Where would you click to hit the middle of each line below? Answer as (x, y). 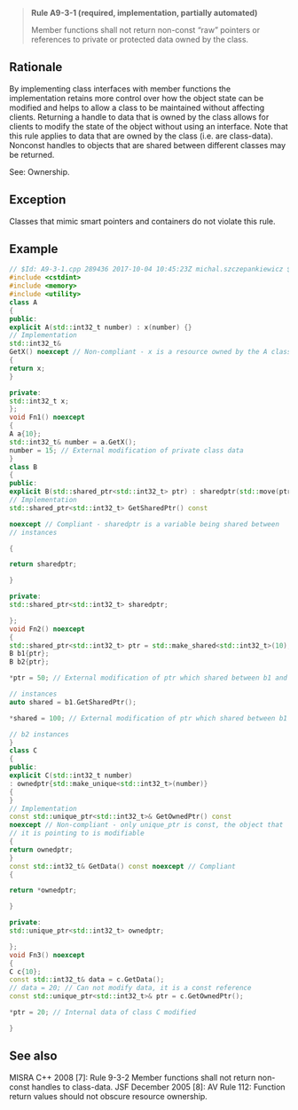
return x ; (27, 368)
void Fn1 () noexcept (47, 417)
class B (24, 467)
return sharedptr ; (43, 564)
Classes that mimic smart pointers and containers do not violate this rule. (143, 221)
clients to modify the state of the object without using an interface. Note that (149, 126)
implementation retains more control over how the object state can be (137, 98)
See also (33, 1056)
